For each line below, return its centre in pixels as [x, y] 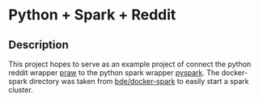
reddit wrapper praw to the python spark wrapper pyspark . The [114, 73]
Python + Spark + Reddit [92, 15]
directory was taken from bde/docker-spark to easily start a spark [139, 81]
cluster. [21, 90]
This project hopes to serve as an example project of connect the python [130, 64]
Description [38, 45]
